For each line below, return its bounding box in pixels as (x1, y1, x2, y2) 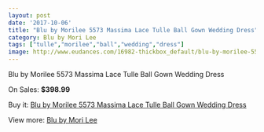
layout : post (8, 11, 51, 20)
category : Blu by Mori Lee (8, 33, 97, 42)
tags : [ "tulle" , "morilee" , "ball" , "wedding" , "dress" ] (8, 41, 185, 49)
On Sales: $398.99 (8, 85, 71, 94)
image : (8, 48, 30, 56)
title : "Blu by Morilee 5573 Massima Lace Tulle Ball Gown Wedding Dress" (8, 26, 258, 34)
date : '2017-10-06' (8, 19, 72, 27)
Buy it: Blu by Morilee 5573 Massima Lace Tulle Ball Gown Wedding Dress (8, 100, 247, 109)
